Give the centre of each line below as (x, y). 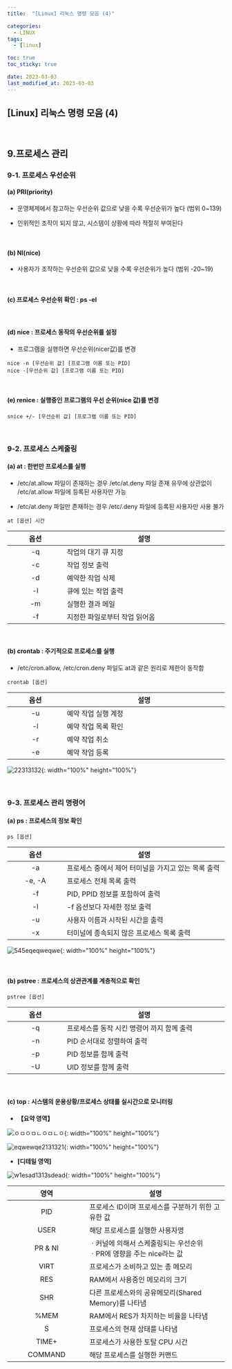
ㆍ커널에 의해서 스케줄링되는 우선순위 (146, 1243)
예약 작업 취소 (88, 740)
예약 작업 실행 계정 (95, 714)
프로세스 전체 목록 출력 (101, 882)
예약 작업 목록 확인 (95, 726)
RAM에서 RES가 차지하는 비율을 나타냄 (149, 1316)
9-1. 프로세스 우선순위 (41, 175)
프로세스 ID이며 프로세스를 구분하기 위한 (151, 1207)
